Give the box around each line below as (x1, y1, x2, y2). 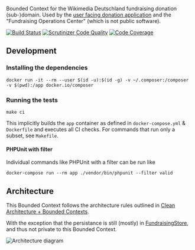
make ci (6, 109, 25, 115)
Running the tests (6, 96, 58, 104)
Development (6, 46, 57, 56)
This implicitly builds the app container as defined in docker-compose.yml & (6, 119, 186, 126)
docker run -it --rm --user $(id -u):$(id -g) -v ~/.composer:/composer (6, 77, 189, 83)
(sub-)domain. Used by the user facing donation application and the (6, 11, 171, 18)
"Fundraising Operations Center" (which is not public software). (6, 18, 161, 24)
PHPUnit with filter (6, 146, 53, 153)
